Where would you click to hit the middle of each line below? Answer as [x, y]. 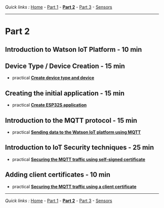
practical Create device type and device [53, 78]
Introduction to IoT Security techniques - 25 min [80, 148]
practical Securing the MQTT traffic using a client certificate [74, 186]
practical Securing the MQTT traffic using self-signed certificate [79, 159]
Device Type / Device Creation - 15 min [65, 66]
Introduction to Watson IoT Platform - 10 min [74, 49]
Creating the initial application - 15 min [65, 93]
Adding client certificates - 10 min [58, 175]
